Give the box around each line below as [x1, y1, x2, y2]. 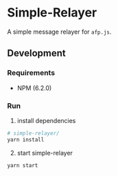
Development [7, 47, 67, 59]
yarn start [7, 162, 38, 169]
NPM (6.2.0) [16, 84, 52, 92]
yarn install [7, 136, 45, 143]
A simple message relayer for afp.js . [7, 27, 112, 36]
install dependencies [16, 116, 76, 124]
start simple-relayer [16, 148, 73, 157]
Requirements [7, 68, 56, 78]
